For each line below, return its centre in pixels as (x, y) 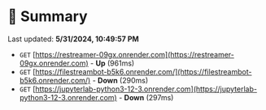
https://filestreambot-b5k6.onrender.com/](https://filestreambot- (144, 71)
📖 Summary (48, 17)
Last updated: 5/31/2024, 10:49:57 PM (73, 39)
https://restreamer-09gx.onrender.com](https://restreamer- (135, 54)
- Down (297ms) (146, 97)
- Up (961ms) (112, 63)
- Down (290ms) (120, 80)
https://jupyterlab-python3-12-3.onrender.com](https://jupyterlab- (146, 89)
